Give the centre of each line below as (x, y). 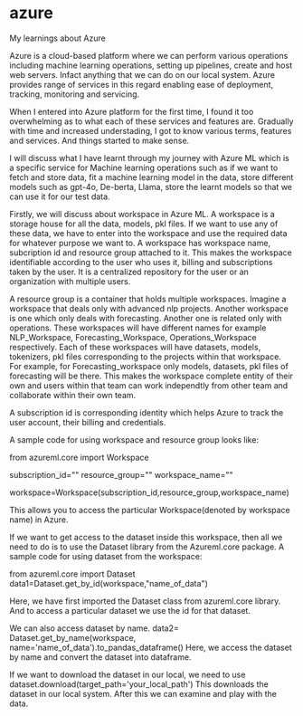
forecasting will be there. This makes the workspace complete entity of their (151, 376)
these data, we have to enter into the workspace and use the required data (148, 233)
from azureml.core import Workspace (79, 457)
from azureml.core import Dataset (72, 574)
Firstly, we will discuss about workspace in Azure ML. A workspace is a (142, 214)
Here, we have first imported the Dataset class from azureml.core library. (145, 601)
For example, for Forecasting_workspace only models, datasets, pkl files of (149, 366)
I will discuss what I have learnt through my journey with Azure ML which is (149, 158)
